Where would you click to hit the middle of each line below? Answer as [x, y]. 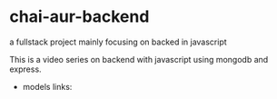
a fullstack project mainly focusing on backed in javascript [118, 42]
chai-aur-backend [79, 17]
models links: [47, 86]
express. [26, 69]
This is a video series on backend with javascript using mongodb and [139, 59]
